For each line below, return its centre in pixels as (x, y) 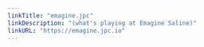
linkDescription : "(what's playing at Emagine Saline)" (102, 23)
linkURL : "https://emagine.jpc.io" (67, 30)
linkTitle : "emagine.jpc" (50, 16)
